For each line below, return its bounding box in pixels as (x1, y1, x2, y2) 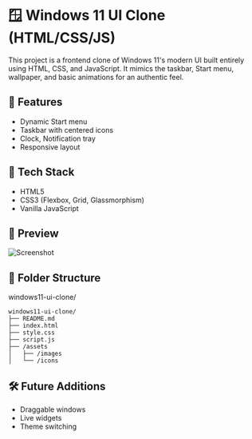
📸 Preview (8, 226, 59, 240)
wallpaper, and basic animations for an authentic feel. (8, 72, 184, 82)
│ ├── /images (8, 349, 62, 358)
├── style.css (8, 329, 56, 337)
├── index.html (8, 321, 59, 330)
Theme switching (19, 421, 77, 431)
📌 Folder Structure (8, 271, 101, 285)
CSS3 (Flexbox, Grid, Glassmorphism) (19, 195, 145, 205)
